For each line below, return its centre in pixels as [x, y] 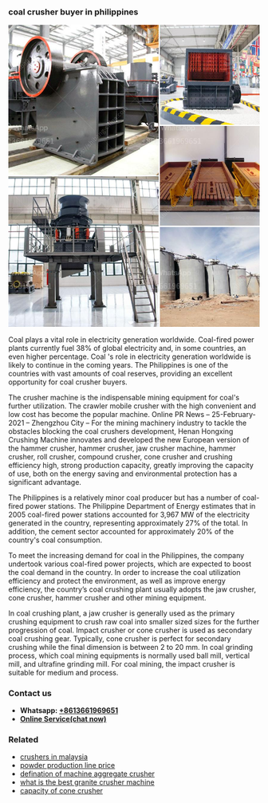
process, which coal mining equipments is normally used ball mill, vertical [129, 655]
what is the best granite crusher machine [87, 782]
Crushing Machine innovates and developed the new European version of [129, 439]
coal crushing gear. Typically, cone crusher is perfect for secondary [120, 638]
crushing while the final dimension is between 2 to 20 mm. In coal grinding [131, 647]
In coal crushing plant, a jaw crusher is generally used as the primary [122, 613]
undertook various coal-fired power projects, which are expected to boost [130, 564]
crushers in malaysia [54, 757]
